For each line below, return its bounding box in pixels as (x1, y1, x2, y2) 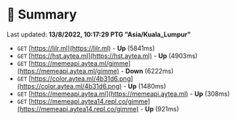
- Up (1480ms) (123, 81, 166, 90)
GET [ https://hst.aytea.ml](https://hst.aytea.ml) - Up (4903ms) (16, 51, 198, 60)
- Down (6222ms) (120, 66, 174, 75)
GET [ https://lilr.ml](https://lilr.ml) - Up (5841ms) (16, 44, 155, 52)
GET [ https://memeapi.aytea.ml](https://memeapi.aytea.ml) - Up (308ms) (16, 89, 230, 98)
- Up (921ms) (140, 104, 179, 113)
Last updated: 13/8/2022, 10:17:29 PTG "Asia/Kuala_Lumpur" (6, 30, 191, 39)
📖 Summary (6, 6, 77, 23)
